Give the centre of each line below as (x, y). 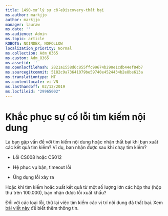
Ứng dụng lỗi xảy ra (33, 177)
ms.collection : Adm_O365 (32, 53)
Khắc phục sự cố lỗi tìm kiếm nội (76, 117)
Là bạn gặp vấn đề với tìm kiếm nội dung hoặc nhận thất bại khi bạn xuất (82, 142)
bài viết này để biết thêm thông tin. (42, 208)
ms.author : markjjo (26, 15)
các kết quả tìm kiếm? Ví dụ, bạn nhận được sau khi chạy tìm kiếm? (76, 148)
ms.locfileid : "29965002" (33, 91)
